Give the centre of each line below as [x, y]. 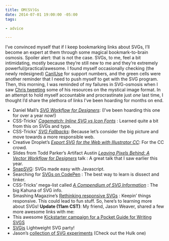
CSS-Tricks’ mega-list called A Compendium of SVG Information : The [85, 185]
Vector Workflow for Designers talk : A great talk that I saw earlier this [85, 158]
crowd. [20, 148]
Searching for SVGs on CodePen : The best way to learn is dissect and [86, 175]
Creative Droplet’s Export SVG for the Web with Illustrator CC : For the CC [88, 142]
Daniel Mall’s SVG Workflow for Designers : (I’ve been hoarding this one [86, 110]
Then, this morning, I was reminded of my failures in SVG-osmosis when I [81, 85]
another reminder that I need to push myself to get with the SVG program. [82, 79]
